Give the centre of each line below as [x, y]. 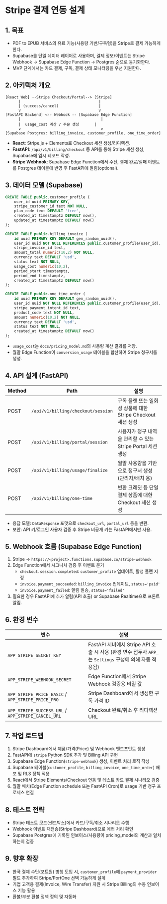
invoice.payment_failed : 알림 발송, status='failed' [72, 590]
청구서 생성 [140, 470]
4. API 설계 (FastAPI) [37, 376]
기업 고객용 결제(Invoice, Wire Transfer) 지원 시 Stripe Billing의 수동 [79, 884]
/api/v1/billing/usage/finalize [70, 470]
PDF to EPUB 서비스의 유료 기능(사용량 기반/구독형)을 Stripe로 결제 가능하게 [86, 43]
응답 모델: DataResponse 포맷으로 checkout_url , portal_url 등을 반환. [81, 523]
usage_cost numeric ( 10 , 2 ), [42, 266]
